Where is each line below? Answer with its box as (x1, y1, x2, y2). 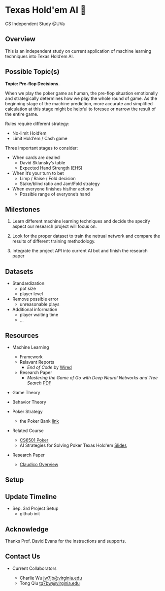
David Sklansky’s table (19, 159, 66, 165)
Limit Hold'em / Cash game (12, 135, 67, 141)
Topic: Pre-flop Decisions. (5, 81, 60, 87)
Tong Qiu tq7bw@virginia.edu (19, 580, 80, 586)
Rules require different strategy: (5, 121, 70, 126)
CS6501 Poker (19, 437, 49, 443)
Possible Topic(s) (5, 67, 60, 76)
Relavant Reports (19, 359, 55, 365)
